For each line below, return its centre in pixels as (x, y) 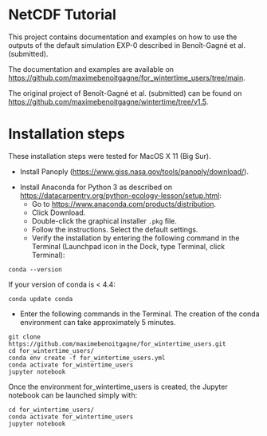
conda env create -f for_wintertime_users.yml (87, 358)
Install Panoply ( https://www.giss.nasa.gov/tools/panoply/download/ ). (134, 171)
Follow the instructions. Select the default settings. (115, 229)
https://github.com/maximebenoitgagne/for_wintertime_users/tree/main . (127, 77)
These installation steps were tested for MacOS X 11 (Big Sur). (110, 156)
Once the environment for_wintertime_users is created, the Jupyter (118, 386)
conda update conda (41, 299)
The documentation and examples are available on (91, 69)
